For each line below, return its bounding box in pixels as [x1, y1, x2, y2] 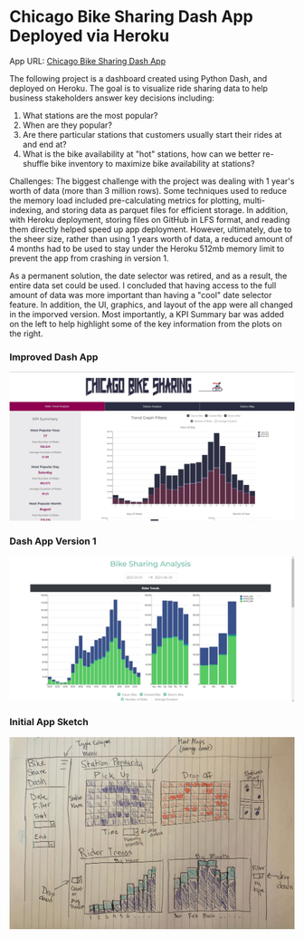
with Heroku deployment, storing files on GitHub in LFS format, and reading [9, 214, 290, 225]
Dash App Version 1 [9, 535, 97, 547]
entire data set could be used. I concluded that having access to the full [9, 279, 277, 291]
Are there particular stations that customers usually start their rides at [22, 129, 282, 140]
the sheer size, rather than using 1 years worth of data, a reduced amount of [9, 233, 293, 244]
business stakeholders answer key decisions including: [9, 92, 214, 103]
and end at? [22, 139, 67, 150]
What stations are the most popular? [22, 110, 158, 121]
